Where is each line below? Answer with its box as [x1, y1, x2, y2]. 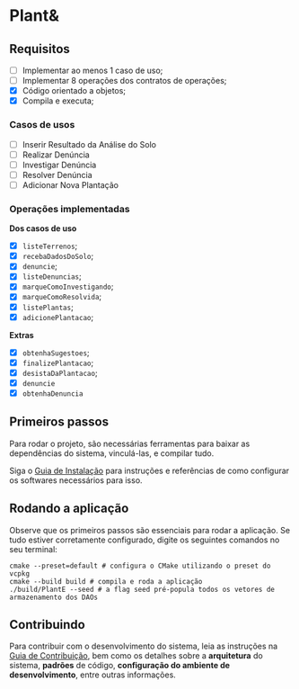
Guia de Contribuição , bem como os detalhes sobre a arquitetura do [9, 650, 263, 661]
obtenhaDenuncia [22, 389, 84, 398]
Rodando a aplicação [9, 501, 129, 516]
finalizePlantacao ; [22, 357, 94, 368]
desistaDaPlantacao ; [22, 367, 98, 378]
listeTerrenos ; [22, 240, 78, 252]
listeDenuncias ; [22, 271, 83, 282]
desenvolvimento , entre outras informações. [9, 669, 177, 680]
